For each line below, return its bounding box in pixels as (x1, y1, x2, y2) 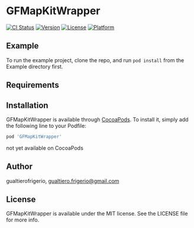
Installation (6, 100, 48, 110)
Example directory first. (6, 63, 63, 70)
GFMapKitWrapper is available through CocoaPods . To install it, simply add (6, 115, 189, 123)
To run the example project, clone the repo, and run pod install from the (6, 56, 185, 63)
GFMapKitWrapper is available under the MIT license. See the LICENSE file (6, 210, 188, 217)
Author (6, 162, 33, 172)
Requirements (6, 80, 59, 90)
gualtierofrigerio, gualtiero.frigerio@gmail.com (6, 177, 119, 184)
